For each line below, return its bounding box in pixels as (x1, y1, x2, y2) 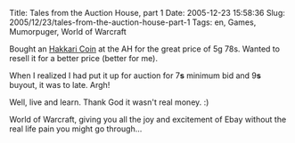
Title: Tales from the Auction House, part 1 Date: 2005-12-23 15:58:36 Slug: (9, 8, 285, 18)
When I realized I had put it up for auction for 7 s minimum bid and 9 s (9, 70, 261, 81)
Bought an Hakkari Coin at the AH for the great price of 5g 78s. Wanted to (9, 44, 281, 54)
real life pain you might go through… (9, 123, 143, 134)
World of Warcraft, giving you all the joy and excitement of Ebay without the (9, 115, 287, 124)
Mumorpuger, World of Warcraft (9, 27, 127, 36)
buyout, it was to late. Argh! (9, 80, 111, 90)
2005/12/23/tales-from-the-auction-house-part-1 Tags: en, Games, (9, 17, 257, 28)
